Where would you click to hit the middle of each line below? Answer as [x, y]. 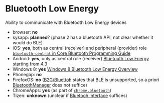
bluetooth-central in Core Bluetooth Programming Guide [71, 53]
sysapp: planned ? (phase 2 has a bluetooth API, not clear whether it [83, 37]
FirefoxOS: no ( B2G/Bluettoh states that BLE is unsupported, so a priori [86, 80]
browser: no [25, 32]
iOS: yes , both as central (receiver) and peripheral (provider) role [79, 48]
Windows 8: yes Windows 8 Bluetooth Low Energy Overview [75, 69]
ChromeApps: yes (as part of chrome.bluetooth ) [62, 90]
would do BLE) [28, 42]
